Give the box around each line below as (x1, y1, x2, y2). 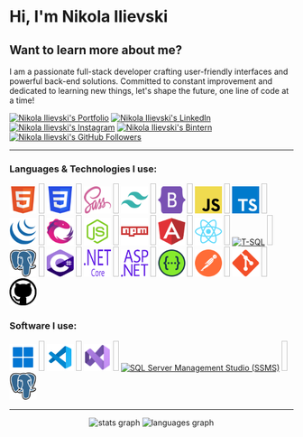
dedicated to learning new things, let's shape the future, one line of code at (9, 86, 289, 96)
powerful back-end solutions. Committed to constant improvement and (9, 76, 273, 87)
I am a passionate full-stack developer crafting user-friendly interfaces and (9, 66, 289, 77)
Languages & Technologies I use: (9, 163, 158, 175)
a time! (9, 95, 35, 106)
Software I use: (9, 320, 78, 332)
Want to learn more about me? (9, 42, 183, 58)
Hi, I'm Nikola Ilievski (9, 6, 169, 27)
